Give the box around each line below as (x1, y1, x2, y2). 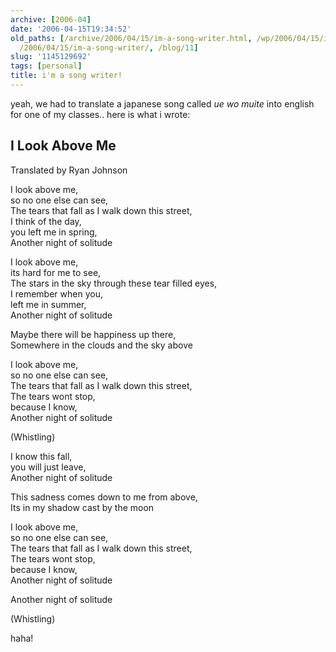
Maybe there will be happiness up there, (10, 328, 177, 340)
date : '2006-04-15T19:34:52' (10, 24, 132, 34)
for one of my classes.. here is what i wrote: (10, 108, 191, 120)
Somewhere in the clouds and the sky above (10, 339, 193, 351)
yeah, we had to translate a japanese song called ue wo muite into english (10, 97, 315, 110)
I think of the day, (10, 215, 82, 227)
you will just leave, (10, 461, 87, 473)
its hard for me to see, (10, 266, 102, 278)
